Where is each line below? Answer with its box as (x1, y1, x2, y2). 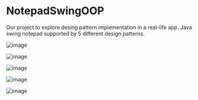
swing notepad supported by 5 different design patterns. (6, 30, 145, 37)
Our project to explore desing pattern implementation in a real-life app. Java (6, 24, 192, 31)
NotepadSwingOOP (6, 4, 105, 18)
